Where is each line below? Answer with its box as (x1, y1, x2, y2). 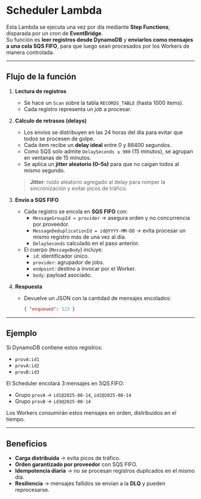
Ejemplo (6, 328, 37, 338)
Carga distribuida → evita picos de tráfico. (14, 455, 121, 462)
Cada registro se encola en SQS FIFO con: (23, 207, 128, 215)
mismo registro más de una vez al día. (32, 233, 127, 240)
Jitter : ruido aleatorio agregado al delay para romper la (29, 178, 166, 185)
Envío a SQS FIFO (14, 196, 59, 203)
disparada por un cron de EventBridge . (6, 29, 103, 36)
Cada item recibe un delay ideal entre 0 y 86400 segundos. (23, 141, 172, 148)
